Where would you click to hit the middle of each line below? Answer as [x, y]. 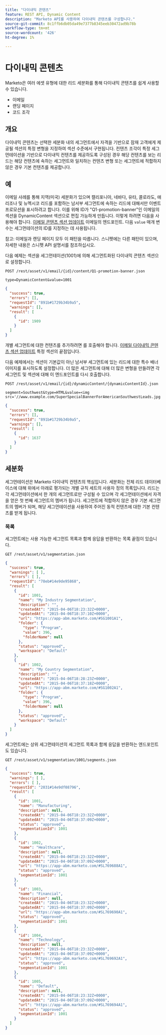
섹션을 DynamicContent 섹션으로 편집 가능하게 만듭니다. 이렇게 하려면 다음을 [80, 216]
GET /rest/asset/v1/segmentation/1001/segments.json [61, 760]
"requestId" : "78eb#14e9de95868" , [45, 581]
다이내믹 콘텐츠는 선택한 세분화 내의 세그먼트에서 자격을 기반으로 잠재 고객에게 [81, 142]
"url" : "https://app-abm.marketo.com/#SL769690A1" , [73, 912]
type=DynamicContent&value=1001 [38, 280]
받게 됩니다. [26, 513]
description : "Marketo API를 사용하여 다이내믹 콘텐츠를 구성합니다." [70, 19]
